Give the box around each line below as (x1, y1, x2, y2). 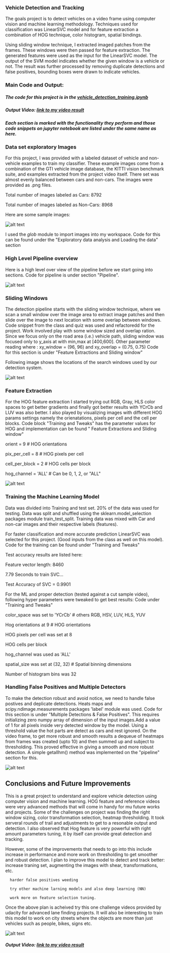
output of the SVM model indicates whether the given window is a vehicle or (5, 58, 165, 64)
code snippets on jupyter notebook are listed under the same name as (5, 125, 156, 131)
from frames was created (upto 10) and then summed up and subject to (5, 738, 155, 744)
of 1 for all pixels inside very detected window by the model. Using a (5, 722, 148, 728)
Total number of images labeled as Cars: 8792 (5, 192, 102, 198)
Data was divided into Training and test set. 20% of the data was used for (5, 504, 159, 511)
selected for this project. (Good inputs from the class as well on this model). (5, 536, 164, 542)
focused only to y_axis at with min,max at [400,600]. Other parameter (5, 338, 151, 345)
